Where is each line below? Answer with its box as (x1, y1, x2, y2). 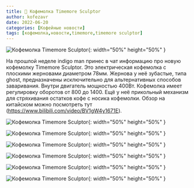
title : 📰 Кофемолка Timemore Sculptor (6, 8, 101, 15)
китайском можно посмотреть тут (6, 101, 93, 108)
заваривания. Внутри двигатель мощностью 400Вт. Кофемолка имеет (6, 82, 183, 89)
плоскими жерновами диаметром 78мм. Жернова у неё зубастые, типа (6, 70, 187, 77)
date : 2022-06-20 (6, 19, 49, 25)
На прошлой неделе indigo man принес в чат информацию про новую (6, 58, 181, 65)
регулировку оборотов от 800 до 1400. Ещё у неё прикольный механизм (6, 89, 189, 96)
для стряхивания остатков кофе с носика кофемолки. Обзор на (6, 95, 165, 102)
